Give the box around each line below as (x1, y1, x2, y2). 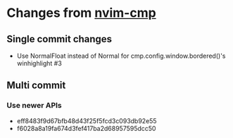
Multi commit (6, 80, 66, 92)
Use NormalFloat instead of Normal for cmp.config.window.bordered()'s (16, 51, 226, 60)
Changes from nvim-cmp (6, 5, 156, 21)
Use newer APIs (6, 101, 62, 111)
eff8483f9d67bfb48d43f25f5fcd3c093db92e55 (16, 116, 157, 125)
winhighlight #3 (16, 59, 63, 68)
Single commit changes (6, 33, 113, 45)
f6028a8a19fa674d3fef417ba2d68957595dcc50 (16, 124, 156, 132)
